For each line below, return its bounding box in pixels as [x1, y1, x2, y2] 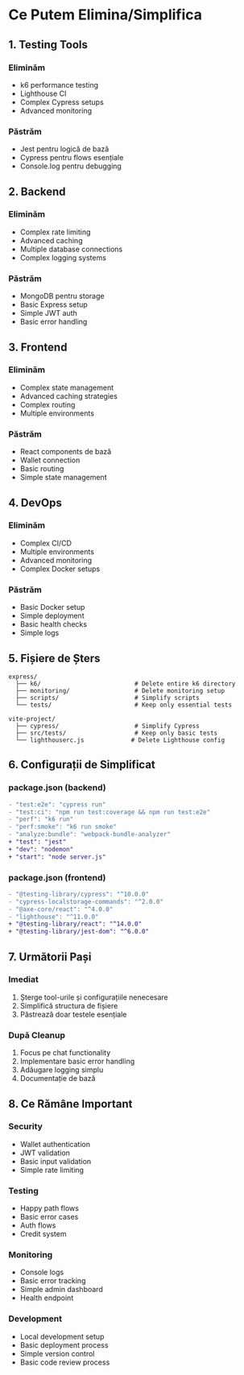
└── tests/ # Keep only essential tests [15, 701, 232, 709]
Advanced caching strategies [19, 391, 118, 400]
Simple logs [19, 628, 60, 638]
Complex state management [19, 383, 114, 392]
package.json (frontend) [8, 872, 106, 883]
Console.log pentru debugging [19, 161, 122, 171]
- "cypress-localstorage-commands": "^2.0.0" [8, 897, 163, 905]
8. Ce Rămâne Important [8, 1097, 133, 1111]
